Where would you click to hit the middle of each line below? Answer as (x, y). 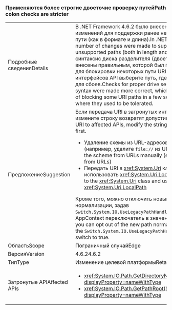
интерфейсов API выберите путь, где (121, 78)
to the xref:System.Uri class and (122, 181)
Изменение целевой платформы (115, 262)
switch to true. (92, 237)
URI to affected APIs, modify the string (121, 125)
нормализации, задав (102, 205)
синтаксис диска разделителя (113, 59)
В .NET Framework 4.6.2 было (112, 27)
